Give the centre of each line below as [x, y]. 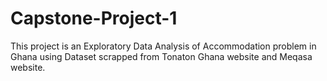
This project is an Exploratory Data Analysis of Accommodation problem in [163, 46]
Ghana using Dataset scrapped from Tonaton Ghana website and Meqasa [161, 56]
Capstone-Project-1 [94, 18]
